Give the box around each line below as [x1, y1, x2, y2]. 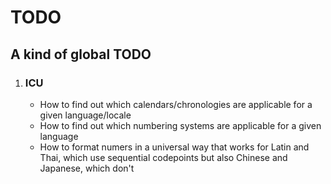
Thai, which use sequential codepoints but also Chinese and [39, 151, 288, 163]
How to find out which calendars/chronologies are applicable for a [39, 98, 313, 110]
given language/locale [39, 109, 132, 121]
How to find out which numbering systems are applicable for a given [39, 119, 322, 131]
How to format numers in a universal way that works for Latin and [39, 141, 310, 153]
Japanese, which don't [39, 162, 135, 174]
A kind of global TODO [10, 46, 152, 63]
